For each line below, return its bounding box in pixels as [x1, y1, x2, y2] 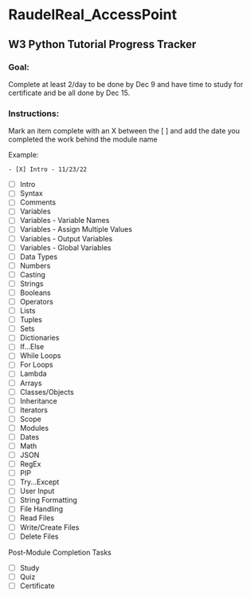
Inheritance [19, 396, 57, 405]
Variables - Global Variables [19, 242, 112, 253]
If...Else [19, 342, 45, 352]
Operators [19, 297, 53, 306]
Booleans [19, 288, 51, 297]
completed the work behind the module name [8, 134, 158, 145]
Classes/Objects [19, 387, 74, 396]
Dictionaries [19, 333, 60, 343]
